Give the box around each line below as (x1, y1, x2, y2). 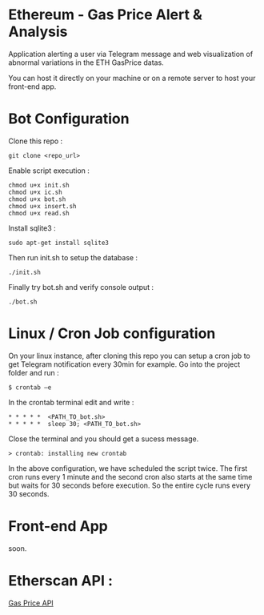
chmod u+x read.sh (8, 209, 70, 217)
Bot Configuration (8, 110, 130, 128)
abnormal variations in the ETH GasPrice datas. (8, 58, 164, 67)
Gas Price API (8, 598, 54, 608)
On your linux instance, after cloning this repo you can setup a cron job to (8, 351, 250, 360)
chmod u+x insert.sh (8, 202, 78, 210)
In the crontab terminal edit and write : (8, 397, 134, 407)
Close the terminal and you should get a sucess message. (8, 434, 199, 444)
